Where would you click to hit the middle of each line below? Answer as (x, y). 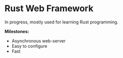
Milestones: (17, 31)
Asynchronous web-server (39, 41)
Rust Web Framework (49, 9)
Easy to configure (29, 46)
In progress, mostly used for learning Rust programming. (61, 22)
